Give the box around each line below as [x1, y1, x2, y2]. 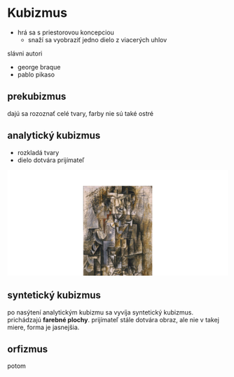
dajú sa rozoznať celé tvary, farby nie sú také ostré [7, 109, 154, 117]
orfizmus [7, 343, 48, 355]
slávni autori [7, 49, 43, 58]
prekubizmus [7, 91, 67, 102]
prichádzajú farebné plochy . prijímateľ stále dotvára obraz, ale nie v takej [7, 315, 219, 324]
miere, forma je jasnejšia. [7, 323, 80, 331]
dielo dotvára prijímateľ [17, 156, 85, 164]
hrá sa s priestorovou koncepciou [17, 28, 114, 37]
